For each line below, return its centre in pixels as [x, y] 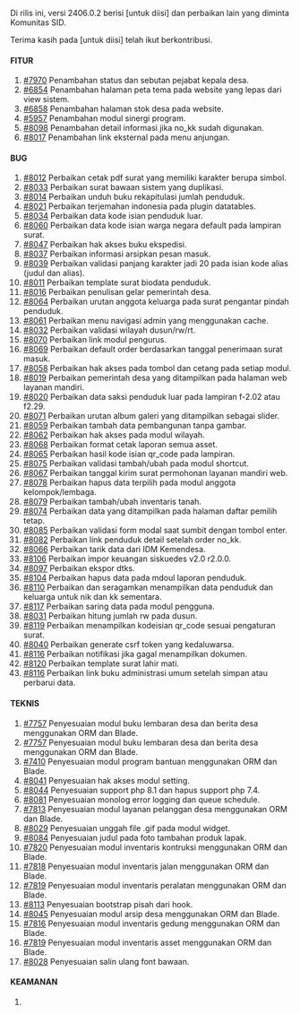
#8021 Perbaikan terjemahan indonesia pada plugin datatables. [139, 206]
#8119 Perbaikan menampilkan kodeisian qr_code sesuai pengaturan [149, 626]
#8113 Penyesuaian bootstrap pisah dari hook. [108, 904]
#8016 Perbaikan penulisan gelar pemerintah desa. [117, 292]
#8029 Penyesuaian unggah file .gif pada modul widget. [127, 828]
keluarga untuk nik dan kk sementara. [92, 597]
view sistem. [46, 100]
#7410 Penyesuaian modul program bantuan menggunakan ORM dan [150, 761]
